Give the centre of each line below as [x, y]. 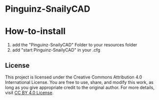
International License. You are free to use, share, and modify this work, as [79, 82]
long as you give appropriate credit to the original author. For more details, [80, 87]
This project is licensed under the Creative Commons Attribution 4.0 [74, 77]
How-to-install [35, 31]
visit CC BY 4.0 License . [29, 92]
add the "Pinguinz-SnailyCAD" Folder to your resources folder [75, 45]
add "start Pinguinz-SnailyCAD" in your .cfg [56, 50]
